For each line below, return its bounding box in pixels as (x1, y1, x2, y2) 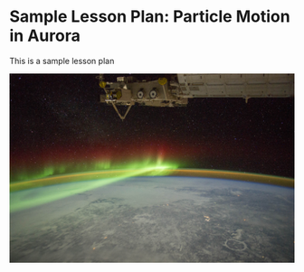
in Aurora (9, 25, 81, 46)
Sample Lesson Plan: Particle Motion (9, 6, 291, 27)
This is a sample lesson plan (9, 55, 115, 66)
